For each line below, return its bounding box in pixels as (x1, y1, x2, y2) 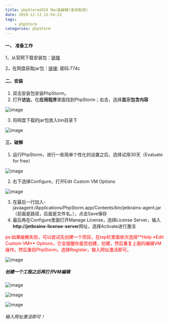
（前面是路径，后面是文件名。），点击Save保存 (12, 210, 107, 216)
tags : (5, 17, 17, 22)
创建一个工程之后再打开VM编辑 (5, 269, 71, 275)
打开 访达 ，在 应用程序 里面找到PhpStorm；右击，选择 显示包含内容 (12, 97, 149, 103)
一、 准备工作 (5, 42, 33, 49)
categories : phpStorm (5, 26, 51, 31)
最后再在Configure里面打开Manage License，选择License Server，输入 (12, 217, 161, 223)
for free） (12, 158, 33, 164)
